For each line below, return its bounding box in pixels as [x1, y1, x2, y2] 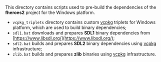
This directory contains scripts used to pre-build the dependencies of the [5, 4, 156, 10]
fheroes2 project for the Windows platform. [5, 9, 95, 15]
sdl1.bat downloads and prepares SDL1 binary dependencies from [12, 30, 150, 35]
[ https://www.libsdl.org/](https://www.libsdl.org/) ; [12, 35, 115, 41]
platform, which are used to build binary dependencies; [12, 24, 126, 30]
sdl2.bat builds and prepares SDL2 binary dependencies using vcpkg [12, 40, 156, 46]
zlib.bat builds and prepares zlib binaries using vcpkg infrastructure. [12, 51, 156, 57]
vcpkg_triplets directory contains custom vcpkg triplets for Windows [12, 19, 156, 25]
